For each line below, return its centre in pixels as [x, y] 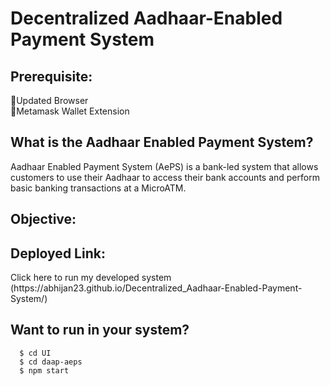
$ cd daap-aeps [51, 362]
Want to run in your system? [100, 330]
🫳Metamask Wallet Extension [70, 111]
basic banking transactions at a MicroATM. [98, 188]
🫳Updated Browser [49, 100]
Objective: [43, 219]
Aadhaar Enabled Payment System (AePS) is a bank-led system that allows [164, 166]
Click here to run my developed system [91, 278]
